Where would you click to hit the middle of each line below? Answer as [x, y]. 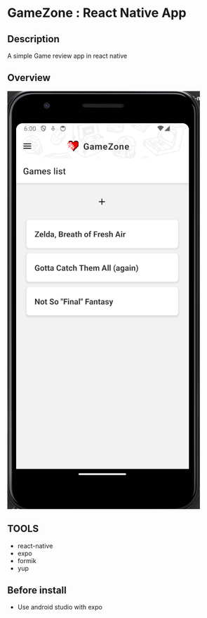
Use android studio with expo [60, 607]
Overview [29, 78]
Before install [37, 590]
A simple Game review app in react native [67, 56]
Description [33, 39]
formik [27, 560]
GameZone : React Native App [97, 13]
